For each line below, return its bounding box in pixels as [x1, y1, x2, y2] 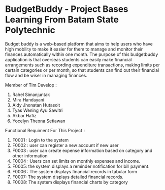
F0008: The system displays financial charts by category [12, 179, 128, 185]
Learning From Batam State [5, 14, 119, 25]
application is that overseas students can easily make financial [5, 56, 132, 62]
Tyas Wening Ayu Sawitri [12, 107, 63, 113]
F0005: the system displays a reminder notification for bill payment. [12, 163, 150, 169]
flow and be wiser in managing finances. [5, 72, 88, 78]
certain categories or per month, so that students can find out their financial [5, 67, 159, 73]
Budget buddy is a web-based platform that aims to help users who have [5, 41, 153, 47]
